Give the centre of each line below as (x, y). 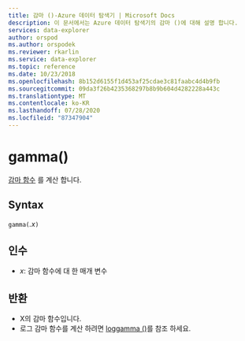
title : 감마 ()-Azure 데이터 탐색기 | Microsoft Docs (92, 15)
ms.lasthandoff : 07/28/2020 (54, 111)
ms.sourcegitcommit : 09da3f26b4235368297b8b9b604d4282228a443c (114, 89)
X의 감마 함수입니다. (50, 319)
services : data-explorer (49, 30)
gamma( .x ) (24, 224)
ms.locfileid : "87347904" (50, 118)
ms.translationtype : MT (47, 96)
